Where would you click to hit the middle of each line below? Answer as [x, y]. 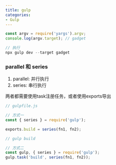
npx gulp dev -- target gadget [38, 52]
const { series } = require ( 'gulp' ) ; [46, 120]
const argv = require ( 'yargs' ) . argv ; [46, 34]
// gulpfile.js [22, 106]
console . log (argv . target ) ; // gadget [46, 39]
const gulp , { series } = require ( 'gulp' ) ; [53, 153]
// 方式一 [15, 115]
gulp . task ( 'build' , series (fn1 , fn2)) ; [48, 157]
